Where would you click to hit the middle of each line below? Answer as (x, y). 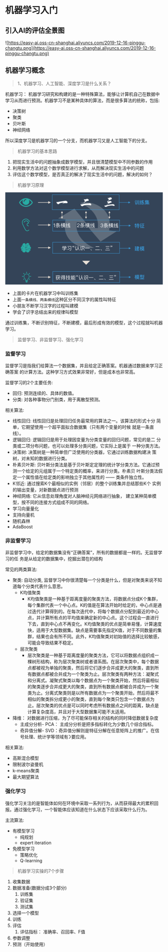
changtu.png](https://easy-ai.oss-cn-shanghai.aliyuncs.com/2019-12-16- (80, 48)
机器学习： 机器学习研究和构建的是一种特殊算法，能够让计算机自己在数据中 (82, 94)
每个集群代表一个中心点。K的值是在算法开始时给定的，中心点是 (92, 605)
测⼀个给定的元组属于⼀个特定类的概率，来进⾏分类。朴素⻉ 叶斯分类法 (85, 471)
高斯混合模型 (25, 758)
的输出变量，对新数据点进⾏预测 (45, 490)
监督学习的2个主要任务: (29, 382)
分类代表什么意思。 (45, 586)
